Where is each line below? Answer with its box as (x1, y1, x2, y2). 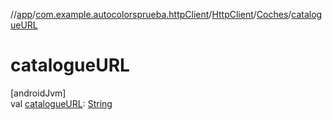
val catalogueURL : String (10, 97, 113, 109)
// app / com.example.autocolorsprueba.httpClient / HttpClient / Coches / (10, 9, 292, 20)
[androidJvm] (10, 87, 67, 99)
